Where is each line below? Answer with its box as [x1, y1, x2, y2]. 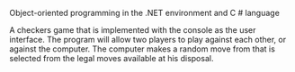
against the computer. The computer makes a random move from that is [9, 44, 276, 54]
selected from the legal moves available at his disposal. [9, 53, 214, 63]
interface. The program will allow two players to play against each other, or [9, 35, 286, 44]
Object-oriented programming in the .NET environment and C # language [9, 8, 281, 18]
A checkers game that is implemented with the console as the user [9, 25, 256, 35]
